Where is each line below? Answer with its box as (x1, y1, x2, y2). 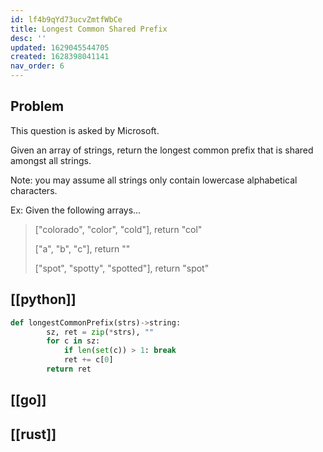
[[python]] (10, 291, 77, 308)
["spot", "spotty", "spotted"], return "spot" (34, 262, 210, 274)
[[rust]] (10, 426, 57, 443)
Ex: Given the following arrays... (10, 204, 142, 216)
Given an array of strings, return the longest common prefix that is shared (10, 144, 314, 156)
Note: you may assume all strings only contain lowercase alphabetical (10, 174, 298, 186)
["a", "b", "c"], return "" (34, 242, 131, 255)
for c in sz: (46, 336, 101, 346)
